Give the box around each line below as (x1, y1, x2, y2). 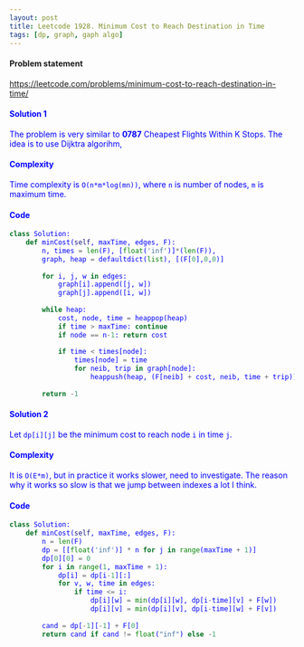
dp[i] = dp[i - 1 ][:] (57, 571, 131, 580)
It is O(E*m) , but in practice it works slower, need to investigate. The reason (9, 470, 288, 480)
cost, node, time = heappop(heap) (57, 313, 188, 322)
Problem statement (9, 58, 83, 69)
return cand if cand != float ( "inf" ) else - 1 (42, 630, 217, 639)
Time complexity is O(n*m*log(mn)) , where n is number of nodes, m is (9, 178, 264, 190)
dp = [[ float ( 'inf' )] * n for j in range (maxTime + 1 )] (42, 545, 257, 555)
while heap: (42, 305, 88, 315)
